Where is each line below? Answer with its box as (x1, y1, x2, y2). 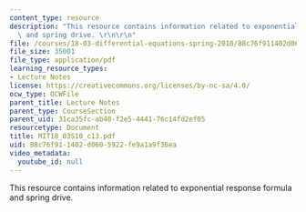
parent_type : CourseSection (9, 106, 117, 116)
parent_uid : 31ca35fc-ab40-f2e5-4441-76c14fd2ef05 (9, 115, 206, 124)
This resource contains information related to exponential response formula (9, 182, 293, 193)
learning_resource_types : (9, 65, 107, 74)
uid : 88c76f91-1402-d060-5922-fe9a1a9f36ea (9, 140, 178, 149)
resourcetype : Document (9, 124, 100, 133)
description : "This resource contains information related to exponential (9, 22, 300, 31)
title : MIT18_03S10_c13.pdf (9, 132, 117, 141)
